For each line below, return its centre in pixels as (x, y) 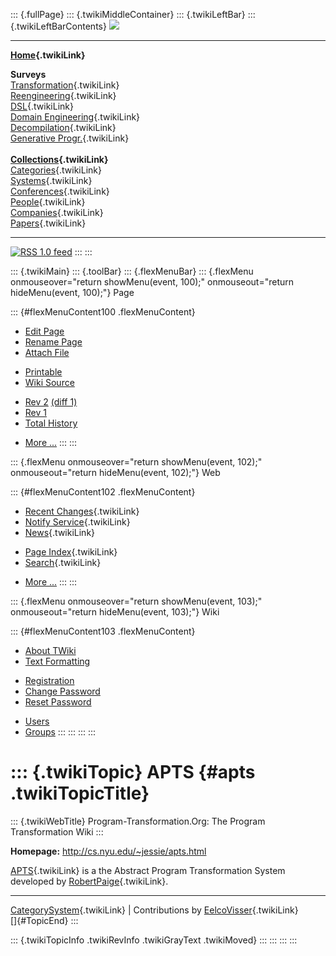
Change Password (62, 691)
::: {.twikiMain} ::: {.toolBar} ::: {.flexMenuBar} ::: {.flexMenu (132, 271)
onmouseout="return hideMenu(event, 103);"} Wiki (115, 612)
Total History (51, 423)
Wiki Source (49, 382)
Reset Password (58, 702)
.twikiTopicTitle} (80, 793)
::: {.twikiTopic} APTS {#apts (133, 772)
